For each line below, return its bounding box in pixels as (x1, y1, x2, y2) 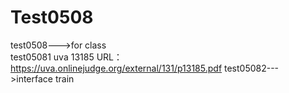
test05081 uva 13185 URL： (10, 51, 123, 63)
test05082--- (224, 62, 280, 74)
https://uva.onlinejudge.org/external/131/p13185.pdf (10, 62, 223, 74)
